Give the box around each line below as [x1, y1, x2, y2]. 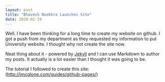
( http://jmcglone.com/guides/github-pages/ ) [5, 71, 98, 77]
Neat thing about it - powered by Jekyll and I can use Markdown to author [5, 51, 160, 57]
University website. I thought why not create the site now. [5, 41, 125, 47]
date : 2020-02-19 [5, 17, 42, 22]
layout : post [5, 7, 33, 13]
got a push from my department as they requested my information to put [5, 36, 157, 42]
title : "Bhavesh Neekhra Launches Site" [5, 12, 92, 17]
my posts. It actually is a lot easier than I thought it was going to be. [5, 56, 146, 62]
